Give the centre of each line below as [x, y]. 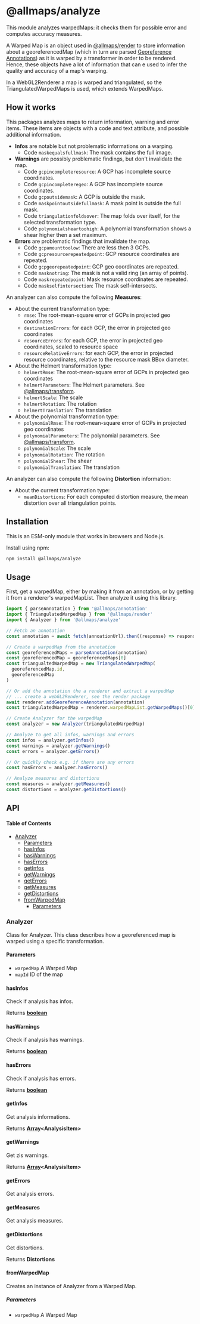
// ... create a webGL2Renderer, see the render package [78, 696]
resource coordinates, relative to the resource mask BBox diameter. [106, 359]
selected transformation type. [60, 222]
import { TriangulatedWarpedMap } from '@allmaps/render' [79, 615]
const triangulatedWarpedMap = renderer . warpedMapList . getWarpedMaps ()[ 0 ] [101, 708]
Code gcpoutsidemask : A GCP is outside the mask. [85, 197]
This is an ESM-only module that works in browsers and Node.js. [85, 536]
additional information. [34, 134]
